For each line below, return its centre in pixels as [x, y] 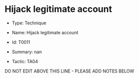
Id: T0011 [21, 42]
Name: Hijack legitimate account [45, 32]
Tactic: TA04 [25, 61]
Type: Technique [29, 23]
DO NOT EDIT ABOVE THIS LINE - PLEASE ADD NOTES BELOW [69, 71]
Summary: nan [27, 52]
